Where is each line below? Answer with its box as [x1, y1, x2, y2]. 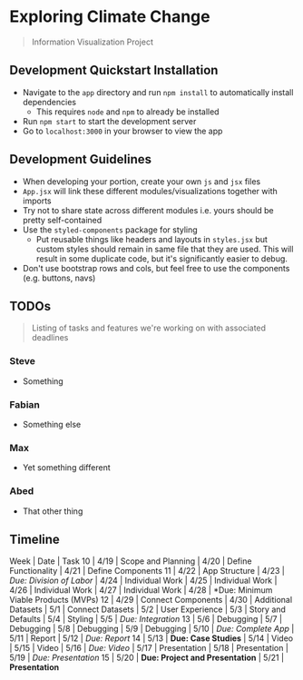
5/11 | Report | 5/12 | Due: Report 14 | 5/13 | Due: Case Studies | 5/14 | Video [9, 633, 293, 644]
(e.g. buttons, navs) [22, 272, 96, 283]
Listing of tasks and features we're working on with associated [31, 322, 266, 333]
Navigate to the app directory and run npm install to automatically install [22, 86, 294, 97]
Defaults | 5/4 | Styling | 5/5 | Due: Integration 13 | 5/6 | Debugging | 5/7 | [9, 614, 283, 625]
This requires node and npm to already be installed [35, 106, 220, 117]
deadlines [31, 332, 69, 343]
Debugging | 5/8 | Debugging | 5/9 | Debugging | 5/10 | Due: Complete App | [9, 624, 295, 635]
